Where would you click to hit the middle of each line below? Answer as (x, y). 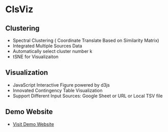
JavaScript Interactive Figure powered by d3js (61, 85)
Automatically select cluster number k (53, 51)
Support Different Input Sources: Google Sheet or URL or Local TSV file (88, 96)
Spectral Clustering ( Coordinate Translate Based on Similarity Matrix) (86, 40)
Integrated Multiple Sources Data (47, 46)
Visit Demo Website (33, 124)
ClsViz (19, 9)
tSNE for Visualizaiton (35, 57)
